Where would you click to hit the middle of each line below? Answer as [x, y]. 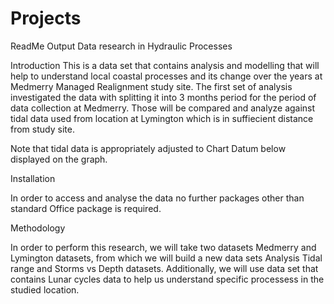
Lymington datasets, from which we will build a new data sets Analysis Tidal [166, 258]
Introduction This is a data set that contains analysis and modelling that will [165, 65]
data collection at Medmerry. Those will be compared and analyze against [163, 108]
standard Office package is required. [86, 208]
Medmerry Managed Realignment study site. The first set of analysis [151, 86]
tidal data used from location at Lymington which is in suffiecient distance [162, 118]
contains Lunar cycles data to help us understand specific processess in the [167, 279]
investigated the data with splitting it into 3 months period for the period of [163, 97]
